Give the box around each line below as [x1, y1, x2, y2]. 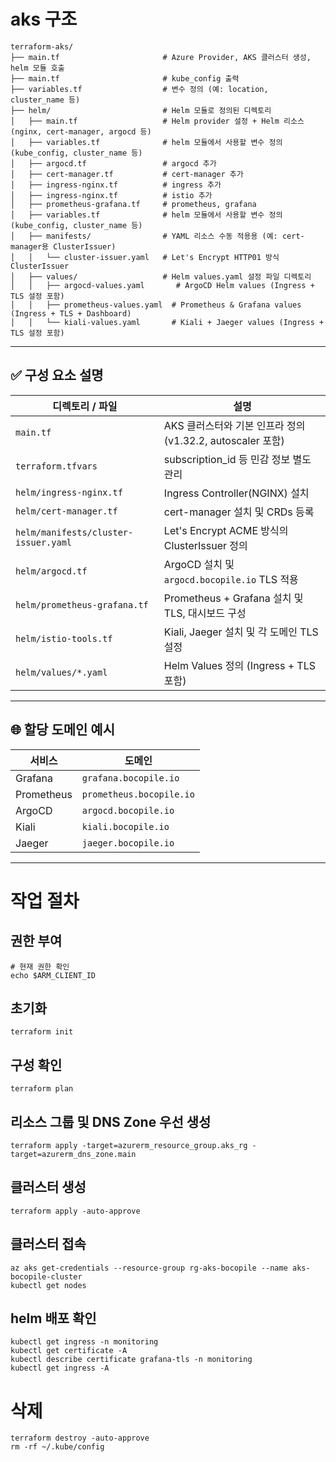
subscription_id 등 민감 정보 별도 [163, 452, 312, 466]
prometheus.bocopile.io [81, 788, 195, 800]
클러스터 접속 [10, 1236, 87, 1253]
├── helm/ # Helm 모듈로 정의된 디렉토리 [10, 105, 272, 115]
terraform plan [10, 1084, 74, 1094]
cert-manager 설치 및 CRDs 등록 [163, 505, 315, 519]
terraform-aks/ [10, 41, 74, 52]
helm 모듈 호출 [10, 63, 65, 73]
